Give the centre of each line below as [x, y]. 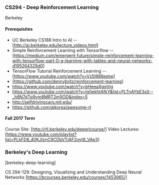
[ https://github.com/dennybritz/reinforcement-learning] [68, 81]
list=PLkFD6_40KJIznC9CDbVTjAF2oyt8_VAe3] [52, 139]
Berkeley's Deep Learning [36, 152]
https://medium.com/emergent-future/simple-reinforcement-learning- [84, 55]
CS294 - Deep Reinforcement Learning [52, 7]
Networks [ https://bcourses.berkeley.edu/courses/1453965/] [66, 177]
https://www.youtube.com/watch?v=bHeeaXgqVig [62, 86]
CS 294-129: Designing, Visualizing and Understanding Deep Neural [73, 172]
